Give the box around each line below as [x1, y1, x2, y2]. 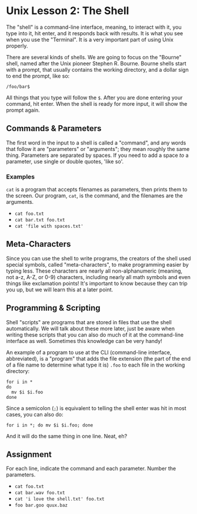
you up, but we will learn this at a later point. [6, 286, 113, 293]
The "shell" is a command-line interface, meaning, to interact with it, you [6, 23, 182, 31]
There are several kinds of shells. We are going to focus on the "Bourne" [6, 53, 182, 61]
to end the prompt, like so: [6, 72, 70, 79]
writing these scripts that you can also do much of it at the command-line [6, 331, 184, 338]
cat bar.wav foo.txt [14, 490, 65, 496]
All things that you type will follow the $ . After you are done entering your [6, 94, 183, 101]
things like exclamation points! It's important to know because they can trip [6, 280, 188, 287]
